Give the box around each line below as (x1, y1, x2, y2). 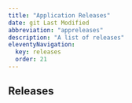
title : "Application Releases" (8, 11, 111, 20)
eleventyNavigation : (8, 41, 76, 49)
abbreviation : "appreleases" (8, 26, 104, 34)
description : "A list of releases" (8, 33, 125, 42)
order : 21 (15, 56, 47, 64)
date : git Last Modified (8, 19, 90, 27)
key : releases (15, 48, 61, 56)
